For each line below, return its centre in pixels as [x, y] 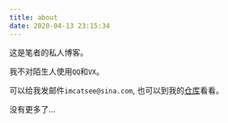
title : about [34, 17]
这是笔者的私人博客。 [48, 52]
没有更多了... [33, 109]
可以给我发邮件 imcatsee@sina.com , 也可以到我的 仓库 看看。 [117, 90]
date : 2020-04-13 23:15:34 [60, 26]
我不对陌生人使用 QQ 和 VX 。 [57, 71]
